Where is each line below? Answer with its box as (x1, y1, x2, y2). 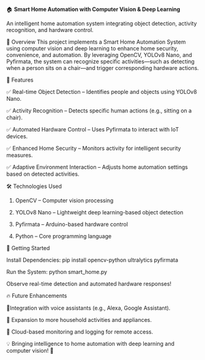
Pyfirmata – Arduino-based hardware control (15, 221, 129, 228)
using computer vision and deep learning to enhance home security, (6, 45, 179, 52)
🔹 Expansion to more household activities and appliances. (6, 316, 152, 323)
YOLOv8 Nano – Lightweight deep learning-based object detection (15, 209, 184, 216)
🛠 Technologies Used (6, 182, 62, 190)
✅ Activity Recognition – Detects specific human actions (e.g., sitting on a (6, 107, 192, 114)
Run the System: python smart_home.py (6, 268, 108, 275)
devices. (6, 133, 28, 140)
